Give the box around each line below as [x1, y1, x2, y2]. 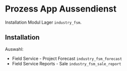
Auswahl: [5, 46, 24, 52]
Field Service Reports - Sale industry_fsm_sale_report [12, 60, 122, 66]
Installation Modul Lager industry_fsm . [5, 19, 82, 25]
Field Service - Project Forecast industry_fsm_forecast [12, 56, 122, 61]
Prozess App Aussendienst [5, 3, 117, 14]
